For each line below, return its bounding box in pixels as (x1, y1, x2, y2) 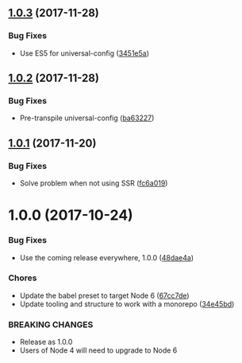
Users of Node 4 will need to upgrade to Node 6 (19, 345, 178, 355)
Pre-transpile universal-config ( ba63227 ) (19, 113, 155, 123)
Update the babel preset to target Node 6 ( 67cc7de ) (19, 291, 190, 300)
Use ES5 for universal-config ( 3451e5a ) (19, 48, 149, 58)
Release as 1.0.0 (19, 338, 73, 347)
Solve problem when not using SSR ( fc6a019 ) (19, 178, 168, 188)
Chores (8, 272, 37, 283)
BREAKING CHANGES (8, 318, 94, 330)
